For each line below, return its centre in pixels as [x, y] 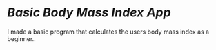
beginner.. [21, 38]
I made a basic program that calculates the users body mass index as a [108, 32]
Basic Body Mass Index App [89, 13]
